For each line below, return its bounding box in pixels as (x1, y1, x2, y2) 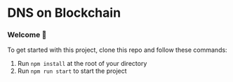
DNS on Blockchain (7, 5, 121, 21)
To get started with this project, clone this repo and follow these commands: (7, 46, 227, 54)
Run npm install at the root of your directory (17, 60, 147, 68)
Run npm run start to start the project (17, 67, 128, 75)
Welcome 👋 (7, 30, 47, 40)
